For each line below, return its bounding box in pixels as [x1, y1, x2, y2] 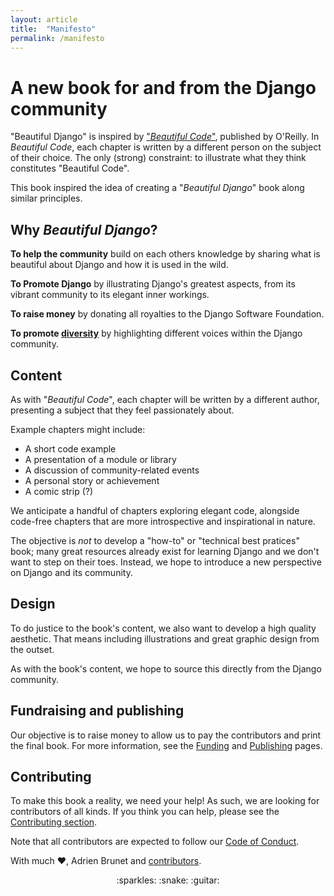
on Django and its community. [10, 566, 133, 578]
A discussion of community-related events [24, 464, 200, 476]
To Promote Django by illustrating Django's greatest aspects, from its [10, 278, 296, 290]
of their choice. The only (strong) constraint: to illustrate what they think [10, 152, 307, 164]
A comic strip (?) [24, 485, 94, 497]
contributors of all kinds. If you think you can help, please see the [10, 806, 280, 818]
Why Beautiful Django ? [10, 221, 158, 238]
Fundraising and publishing [10, 702, 185, 720]
